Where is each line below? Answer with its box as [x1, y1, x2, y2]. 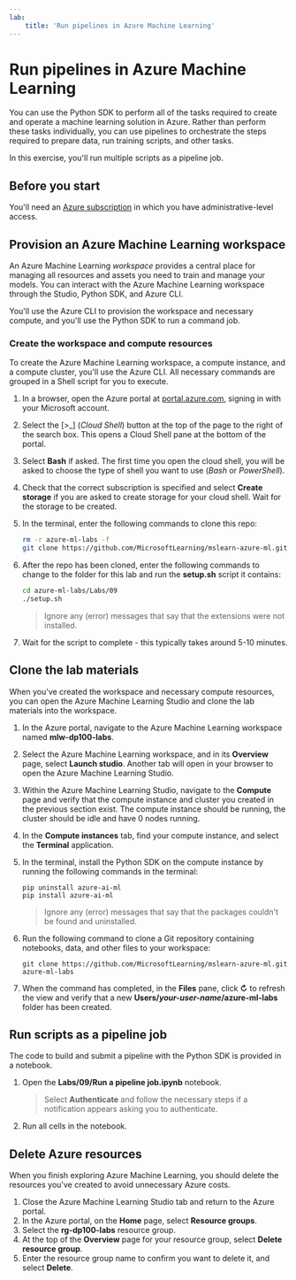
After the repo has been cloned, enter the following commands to [21, 559, 261, 571]
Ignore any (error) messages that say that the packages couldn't [43, 906, 279, 917]
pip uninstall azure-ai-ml [21, 883, 122, 892]
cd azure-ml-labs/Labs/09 [21, 586, 118, 596]
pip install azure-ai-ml [21, 891, 114, 899]
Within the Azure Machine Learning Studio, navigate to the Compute [21, 784, 272, 795]
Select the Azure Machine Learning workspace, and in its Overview [21, 749, 269, 760]
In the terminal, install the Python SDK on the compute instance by [21, 856, 263, 867]
